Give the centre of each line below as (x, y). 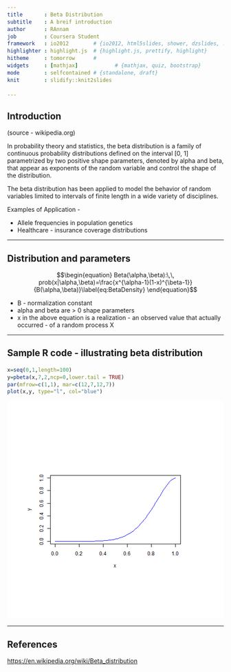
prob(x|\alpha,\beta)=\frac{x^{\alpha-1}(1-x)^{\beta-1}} (115, 282)
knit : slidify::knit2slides (59, 80)
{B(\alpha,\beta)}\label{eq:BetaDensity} (89, 289)
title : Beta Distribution (55, 14)
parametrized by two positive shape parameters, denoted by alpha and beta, (115, 161)
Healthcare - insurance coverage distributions (82, 230)
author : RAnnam (38, 29)
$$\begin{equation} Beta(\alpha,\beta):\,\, (115, 275)
